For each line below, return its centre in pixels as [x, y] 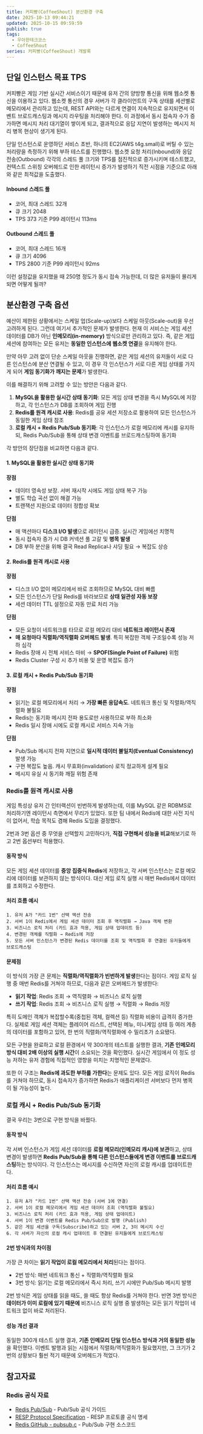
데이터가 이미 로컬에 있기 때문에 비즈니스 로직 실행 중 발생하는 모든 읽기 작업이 [98, 1303]
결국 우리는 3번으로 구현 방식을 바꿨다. [52, 1120]
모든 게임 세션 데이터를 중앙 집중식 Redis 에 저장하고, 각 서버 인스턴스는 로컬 [95, 871]
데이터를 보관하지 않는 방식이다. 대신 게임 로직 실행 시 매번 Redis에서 [98, 878]
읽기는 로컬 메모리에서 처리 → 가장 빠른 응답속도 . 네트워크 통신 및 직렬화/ [101, 703]
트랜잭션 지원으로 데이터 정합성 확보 [57, 505]
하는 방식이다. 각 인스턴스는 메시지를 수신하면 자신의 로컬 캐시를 [91, 1164]
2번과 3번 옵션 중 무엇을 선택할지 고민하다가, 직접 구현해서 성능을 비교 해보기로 [98, 833]
